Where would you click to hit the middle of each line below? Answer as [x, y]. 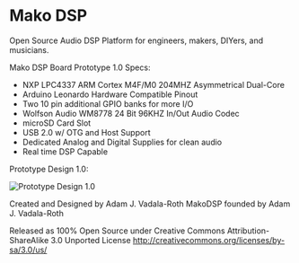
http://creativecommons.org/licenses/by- [209, 240]
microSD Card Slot [57, 123]
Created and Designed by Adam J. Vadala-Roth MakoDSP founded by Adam [150, 204]
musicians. [29, 49]
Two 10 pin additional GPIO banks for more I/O [108, 103]
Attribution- [248, 231]
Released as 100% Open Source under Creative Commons [118, 231]
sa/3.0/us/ [28, 250]
